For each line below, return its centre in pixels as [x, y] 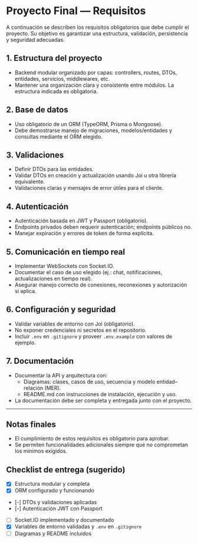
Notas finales [31, 425]
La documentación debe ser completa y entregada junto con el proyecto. [103, 400]
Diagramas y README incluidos [53, 533]
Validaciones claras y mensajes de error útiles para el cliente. [89, 188]
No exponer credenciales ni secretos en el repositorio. [80, 330]
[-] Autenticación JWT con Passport [59, 509]
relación [33, 388]
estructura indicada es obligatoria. [56, 91]
